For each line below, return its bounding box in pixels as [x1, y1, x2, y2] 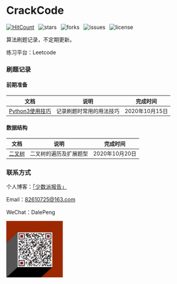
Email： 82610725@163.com [6, 196, 76, 203]
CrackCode [6, 4, 64, 17]
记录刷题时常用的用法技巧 [56, 107, 120, 114]
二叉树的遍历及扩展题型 [29, 150, 88, 157]
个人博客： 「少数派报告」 [6, 183, 67, 190]
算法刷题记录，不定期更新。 [6, 35, 75, 43]
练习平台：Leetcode [6, 49, 56, 56]
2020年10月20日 [93, 150, 137, 157]
